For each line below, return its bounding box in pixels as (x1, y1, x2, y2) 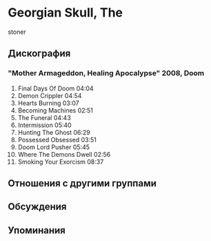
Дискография (8, 48, 71, 59)
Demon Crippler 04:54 (17, 91, 82, 99)
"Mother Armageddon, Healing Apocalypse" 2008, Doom (8, 68, 205, 78)
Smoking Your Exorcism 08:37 (17, 157, 104, 166)
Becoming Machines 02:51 (17, 106, 94, 115)
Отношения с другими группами (8, 177, 157, 189)
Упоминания (8, 224, 66, 236)
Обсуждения (8, 201, 67, 213)
